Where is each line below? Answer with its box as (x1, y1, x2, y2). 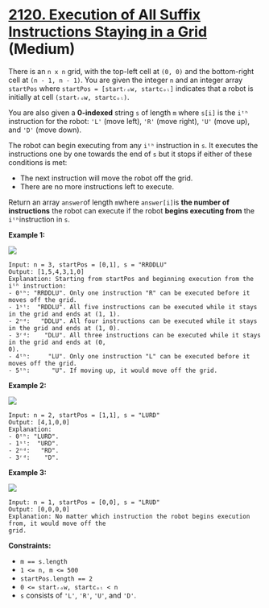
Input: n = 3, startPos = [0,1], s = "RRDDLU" (8, 260, 168, 269)
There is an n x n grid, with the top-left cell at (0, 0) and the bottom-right (8, 66, 255, 76)
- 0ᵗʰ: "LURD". (8, 432, 60, 440)
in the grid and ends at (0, (8, 338, 106, 346)
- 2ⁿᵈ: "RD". (8, 446, 60, 454)
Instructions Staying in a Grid (8, 23, 208, 41)
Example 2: (8, 380, 47, 390)
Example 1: (8, 230, 46, 239)
